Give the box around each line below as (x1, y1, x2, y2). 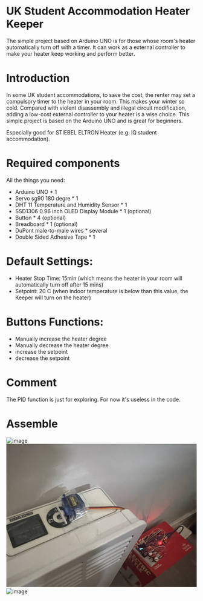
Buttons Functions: (6, 315, 104, 328)
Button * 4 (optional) (14, 214, 66, 221)
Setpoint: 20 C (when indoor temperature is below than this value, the (14, 287, 188, 294)
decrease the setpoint (14, 354, 70, 362)
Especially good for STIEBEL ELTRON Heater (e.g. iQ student (6, 128, 157, 136)
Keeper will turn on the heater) (14, 294, 92, 301)
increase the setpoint (14, 348, 68, 355)
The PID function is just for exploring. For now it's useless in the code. (6, 396, 181, 403)
